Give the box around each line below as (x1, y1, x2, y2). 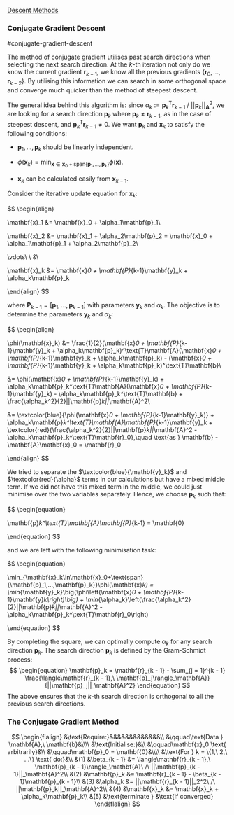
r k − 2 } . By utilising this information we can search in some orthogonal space (7, 77, 226, 87)
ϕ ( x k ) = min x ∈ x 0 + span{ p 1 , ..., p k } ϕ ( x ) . (17, 158, 124, 169)
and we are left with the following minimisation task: (7, 545, 156, 554)
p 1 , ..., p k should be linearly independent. (17, 143, 134, 153)
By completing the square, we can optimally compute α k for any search (7, 637, 212, 647)
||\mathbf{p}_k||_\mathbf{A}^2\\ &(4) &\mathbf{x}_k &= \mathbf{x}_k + (16, 785, 219, 793)
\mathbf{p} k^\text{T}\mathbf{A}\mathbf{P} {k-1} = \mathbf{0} (7, 518, 185, 527)
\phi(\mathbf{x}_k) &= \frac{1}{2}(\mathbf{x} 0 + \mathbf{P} (7, 339, 180, 347)
